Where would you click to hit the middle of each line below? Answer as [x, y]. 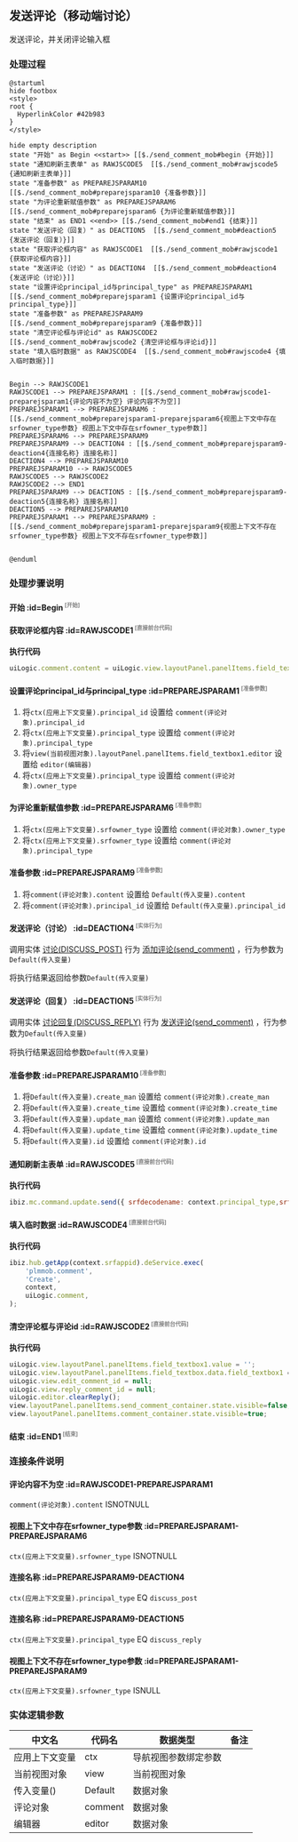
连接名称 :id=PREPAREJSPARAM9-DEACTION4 [97, 1577]
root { [21, 107]
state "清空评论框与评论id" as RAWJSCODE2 [83, 333]
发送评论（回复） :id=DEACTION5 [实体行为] [86, 1001]
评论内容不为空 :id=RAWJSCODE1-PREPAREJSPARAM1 [111, 1484]
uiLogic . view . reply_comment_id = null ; [83, 1390]
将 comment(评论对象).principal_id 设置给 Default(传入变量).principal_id [153, 905]
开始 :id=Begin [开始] [45, 607]
